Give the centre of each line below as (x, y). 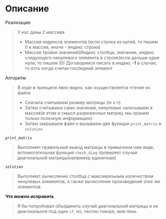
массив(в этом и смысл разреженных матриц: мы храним (87, 113)
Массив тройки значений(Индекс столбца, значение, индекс (89, 52)
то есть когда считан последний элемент (69, 68)
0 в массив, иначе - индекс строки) (63, 47)
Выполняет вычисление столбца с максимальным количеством (85, 176)
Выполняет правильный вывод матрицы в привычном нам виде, (86, 147)
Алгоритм (16, 78)
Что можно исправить (30, 196)
